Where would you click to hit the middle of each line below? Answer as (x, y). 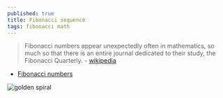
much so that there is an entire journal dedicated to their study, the (120, 53)
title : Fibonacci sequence (46, 20)
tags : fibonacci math (39, 26)
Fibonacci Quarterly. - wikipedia (70, 61)
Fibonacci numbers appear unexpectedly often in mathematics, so (119, 46)
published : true (31, 13)
